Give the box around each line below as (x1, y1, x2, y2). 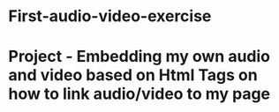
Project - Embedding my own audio (8, 47, 271, 67)
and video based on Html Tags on (8, 65, 258, 86)
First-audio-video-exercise (8, 6, 212, 26)
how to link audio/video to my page (8, 84, 271, 104)
